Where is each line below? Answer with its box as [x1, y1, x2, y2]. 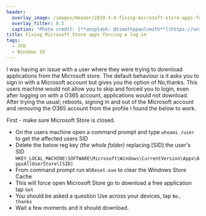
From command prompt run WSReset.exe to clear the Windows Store [15, 166, 187, 173]
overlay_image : [12, 15, 51, 21]
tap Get [15, 185, 34, 193]
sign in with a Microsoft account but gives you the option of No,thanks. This [6, 78, 198, 86]
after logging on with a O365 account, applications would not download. [6, 91, 189, 99]
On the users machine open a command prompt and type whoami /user [15, 128, 195, 135]
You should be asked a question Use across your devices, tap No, [15, 192, 181, 199]
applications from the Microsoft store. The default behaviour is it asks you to [6, 72, 199, 80]
